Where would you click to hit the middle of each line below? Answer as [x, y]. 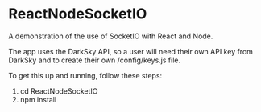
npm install [38, 99]
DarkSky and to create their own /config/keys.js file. [95, 60]
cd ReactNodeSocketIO [59, 91]
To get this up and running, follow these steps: [85, 75]
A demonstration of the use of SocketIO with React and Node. [111, 36]
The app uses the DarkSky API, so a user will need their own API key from [131, 51]
